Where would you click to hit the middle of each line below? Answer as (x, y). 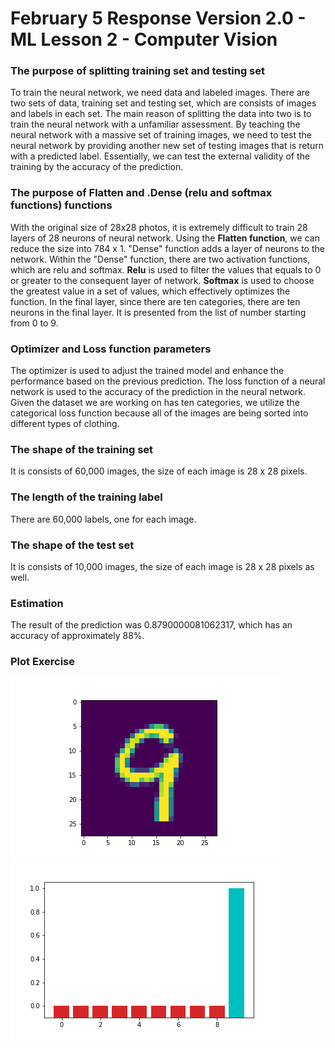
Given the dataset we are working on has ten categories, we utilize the (155, 403)
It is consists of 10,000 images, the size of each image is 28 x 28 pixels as (162, 566)
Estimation (37, 603)
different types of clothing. (65, 424)
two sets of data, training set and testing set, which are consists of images (163, 103)
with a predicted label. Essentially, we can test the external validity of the (160, 156)
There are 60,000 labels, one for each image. (103, 519)
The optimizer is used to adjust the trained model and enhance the (147, 371)
